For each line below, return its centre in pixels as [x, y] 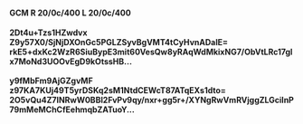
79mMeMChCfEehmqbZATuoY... [72, 110]
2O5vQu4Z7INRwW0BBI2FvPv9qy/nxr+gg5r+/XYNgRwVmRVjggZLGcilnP [151, 100]
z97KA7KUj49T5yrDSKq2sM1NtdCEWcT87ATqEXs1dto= [118, 91]
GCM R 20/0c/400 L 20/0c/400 [70, 13]
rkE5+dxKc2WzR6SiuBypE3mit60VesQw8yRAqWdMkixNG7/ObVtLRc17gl [151, 52]
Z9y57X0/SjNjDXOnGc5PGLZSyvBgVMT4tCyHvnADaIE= [119, 43]
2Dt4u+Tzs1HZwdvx [48, 33]
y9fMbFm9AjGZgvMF [51, 81]
